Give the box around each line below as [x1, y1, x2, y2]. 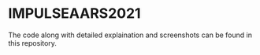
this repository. [8, 38, 58, 47]
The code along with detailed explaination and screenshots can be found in [8, 30, 252, 40]
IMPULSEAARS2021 [8, 5, 141, 22]
